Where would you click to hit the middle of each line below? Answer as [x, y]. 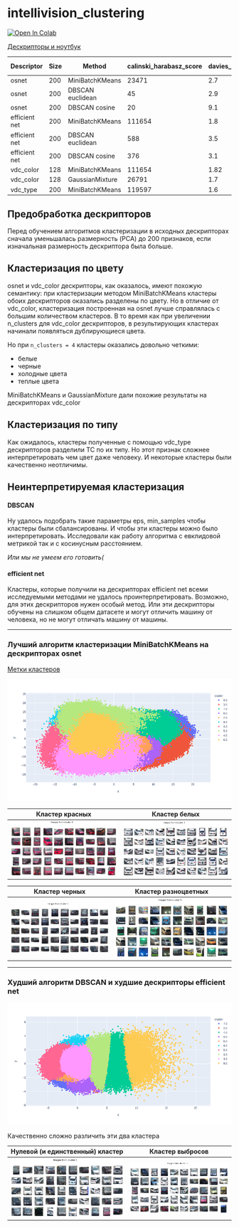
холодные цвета [42, 373]
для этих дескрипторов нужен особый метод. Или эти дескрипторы [111, 604]
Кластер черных [60, 892]
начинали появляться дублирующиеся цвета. [76, 331]
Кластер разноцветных [171, 892]
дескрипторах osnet [44, 653]
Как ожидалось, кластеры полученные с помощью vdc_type [99, 442]
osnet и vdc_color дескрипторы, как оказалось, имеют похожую [105, 285]
